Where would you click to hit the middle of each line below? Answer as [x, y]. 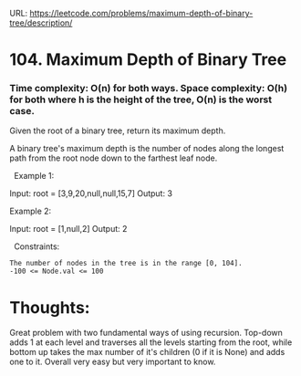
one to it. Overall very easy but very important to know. [113, 362]
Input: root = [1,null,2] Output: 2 [68, 229]
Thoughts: [50, 307]
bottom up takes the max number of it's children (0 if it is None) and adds [147, 352]
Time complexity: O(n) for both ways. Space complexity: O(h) [149, 89]
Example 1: [34, 176]
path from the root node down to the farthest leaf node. [114, 158]
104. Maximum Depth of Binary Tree [148, 60]
